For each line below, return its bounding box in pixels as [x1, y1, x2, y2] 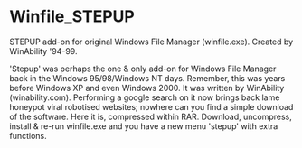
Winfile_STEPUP [9, 6, 136, 27]
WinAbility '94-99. [9, 45, 78, 56]
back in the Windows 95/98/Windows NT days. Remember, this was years [9, 72, 286, 83]
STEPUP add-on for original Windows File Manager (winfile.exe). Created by [9, 36, 294, 47]
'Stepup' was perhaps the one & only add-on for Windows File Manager [9, 63, 277, 74]
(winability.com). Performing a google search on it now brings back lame [9, 92, 280, 103]
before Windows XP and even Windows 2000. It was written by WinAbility [9, 82, 285, 93]
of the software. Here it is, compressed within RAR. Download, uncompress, [9, 111, 292, 122]
